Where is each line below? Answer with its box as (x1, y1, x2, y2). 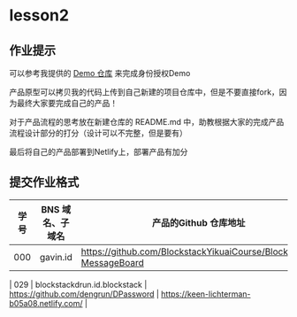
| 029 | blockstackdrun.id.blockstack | (9, 279, 148, 290)
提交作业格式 (9, 174, 80, 190)
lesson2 (9, 5, 69, 26)
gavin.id (39, 251, 72, 263)
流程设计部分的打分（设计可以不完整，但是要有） (9, 128, 187, 138)
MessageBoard (80, 256, 144, 268)
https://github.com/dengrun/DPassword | (9, 289, 159, 299)
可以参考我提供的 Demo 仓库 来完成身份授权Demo (9, 68, 191, 78)
